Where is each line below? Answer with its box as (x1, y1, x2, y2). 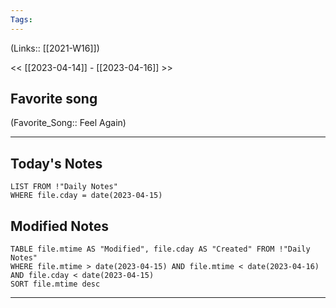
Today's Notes (10, 155, 103, 172)
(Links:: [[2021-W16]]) (10, 42, 100, 54)
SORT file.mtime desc (10, 279, 101, 290)
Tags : (10, 14, 33, 25)
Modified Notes (10, 217, 109, 235)
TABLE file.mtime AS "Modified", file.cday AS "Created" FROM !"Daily (10, 244, 311, 255)
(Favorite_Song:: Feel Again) (10, 117, 127, 129)
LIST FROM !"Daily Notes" (10, 182, 118, 192)
